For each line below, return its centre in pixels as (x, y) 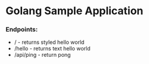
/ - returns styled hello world (49, 42)
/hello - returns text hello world (52, 49)
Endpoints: (22, 30)
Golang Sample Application (74, 11)
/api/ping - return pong (42, 55)
